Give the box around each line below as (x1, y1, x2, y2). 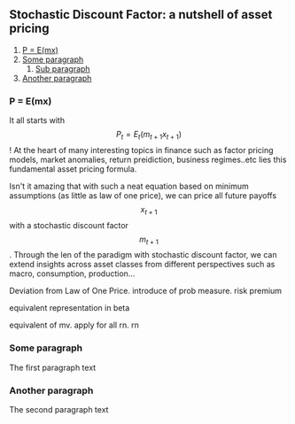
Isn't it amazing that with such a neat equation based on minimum (9, 181, 250, 191)
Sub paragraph (35, 63, 90, 73)
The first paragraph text (9, 362, 97, 373)
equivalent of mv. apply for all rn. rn (9, 320, 139, 330)
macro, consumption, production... (9, 268, 136, 279)
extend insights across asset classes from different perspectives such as (9, 259, 276, 270)
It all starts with (9, 114, 65, 126)
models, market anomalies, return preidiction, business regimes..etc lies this (9, 154, 287, 165)
